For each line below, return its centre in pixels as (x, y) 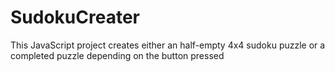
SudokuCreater (75, 17)
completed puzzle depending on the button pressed (117, 55)
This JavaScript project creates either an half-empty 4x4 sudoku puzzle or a (168, 45)
